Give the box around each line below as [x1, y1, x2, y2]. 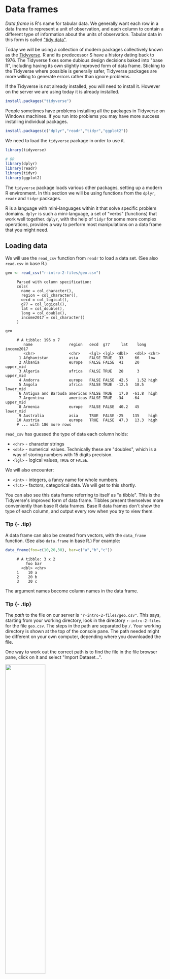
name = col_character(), [21, 288, 74, 293]
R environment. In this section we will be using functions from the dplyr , [5, 190, 156, 196]
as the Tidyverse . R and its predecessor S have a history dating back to [5, 52, 155, 58]
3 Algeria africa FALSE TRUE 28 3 [18, 368, 140, 374]
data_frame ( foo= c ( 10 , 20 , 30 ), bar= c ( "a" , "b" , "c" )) [5, 547, 113, 552]
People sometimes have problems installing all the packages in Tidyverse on [5, 108, 165, 114]
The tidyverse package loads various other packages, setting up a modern [5, 184, 162, 191]
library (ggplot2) [5, 175, 42, 181]
